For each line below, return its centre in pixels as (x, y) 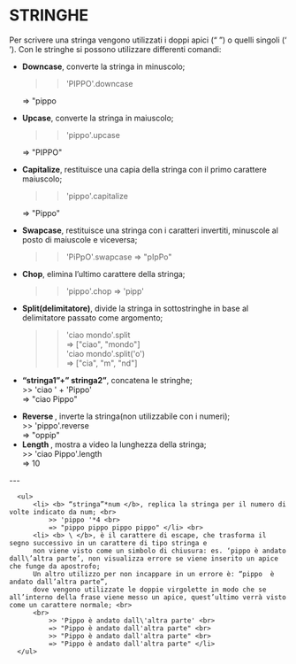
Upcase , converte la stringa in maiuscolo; (98, 118)
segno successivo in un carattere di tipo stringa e (108, 543)
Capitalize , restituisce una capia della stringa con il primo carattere (144, 169)
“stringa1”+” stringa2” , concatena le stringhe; (107, 380)
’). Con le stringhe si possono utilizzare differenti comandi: (115, 49)
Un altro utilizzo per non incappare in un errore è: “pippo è (153, 574)
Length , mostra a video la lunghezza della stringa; (114, 444)
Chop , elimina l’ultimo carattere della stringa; (103, 274)
